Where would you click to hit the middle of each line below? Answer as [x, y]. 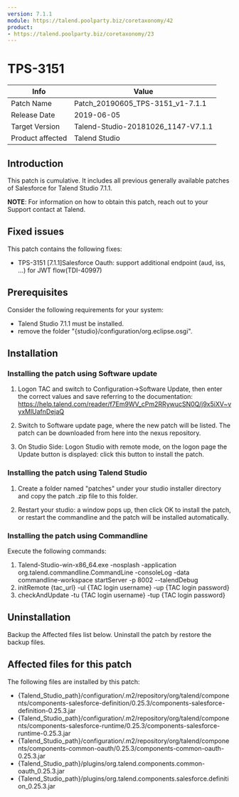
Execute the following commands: [57, 551]
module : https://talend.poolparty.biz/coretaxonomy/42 [90, 21]
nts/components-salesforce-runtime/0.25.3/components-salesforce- [119, 725]
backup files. [26, 642]
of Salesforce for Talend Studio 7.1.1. [60, 188]
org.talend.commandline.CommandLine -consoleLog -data [103, 572]
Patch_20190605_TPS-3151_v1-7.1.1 [140, 104]
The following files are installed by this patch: [74, 681]
